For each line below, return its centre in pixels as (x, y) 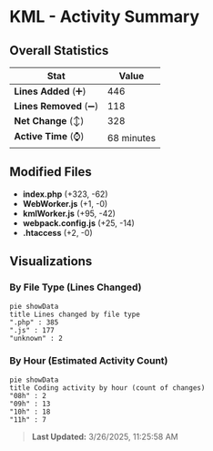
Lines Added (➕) (50, 91)
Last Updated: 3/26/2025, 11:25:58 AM (105, 436)
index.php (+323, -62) (65, 194)
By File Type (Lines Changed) (76, 287)
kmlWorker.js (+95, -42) (69, 213)
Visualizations (51, 261)
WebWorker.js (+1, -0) (65, 203)
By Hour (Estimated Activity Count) (89, 361)
